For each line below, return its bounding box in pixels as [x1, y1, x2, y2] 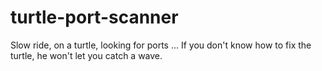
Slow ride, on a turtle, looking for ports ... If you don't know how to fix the [10, 39, 312, 51]
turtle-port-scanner [10, 6, 179, 29]
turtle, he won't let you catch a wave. [10, 49, 163, 61]
